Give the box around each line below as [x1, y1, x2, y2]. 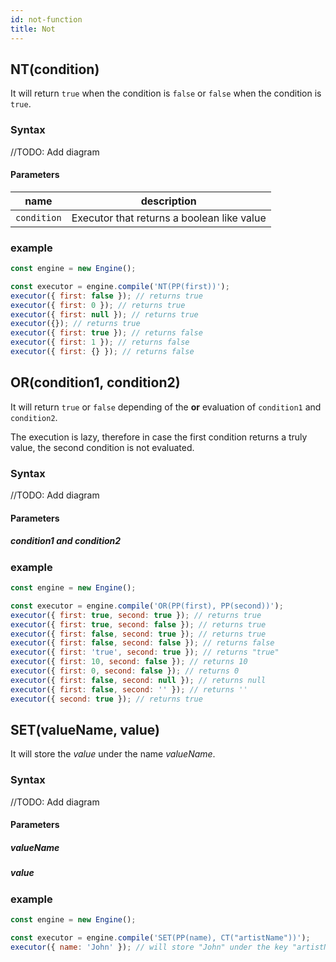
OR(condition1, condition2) [10, 374, 181, 391]
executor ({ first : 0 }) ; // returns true [10, 300, 186, 310]
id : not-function [10, 14, 83, 25]
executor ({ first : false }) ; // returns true [10, 291, 203, 301]
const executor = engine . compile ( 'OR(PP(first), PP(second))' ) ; [10, 601, 284, 611]
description [140, 194, 197, 208]
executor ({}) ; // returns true [10, 319, 141, 329]
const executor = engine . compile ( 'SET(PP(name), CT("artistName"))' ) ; [10, 932, 311, 943]
